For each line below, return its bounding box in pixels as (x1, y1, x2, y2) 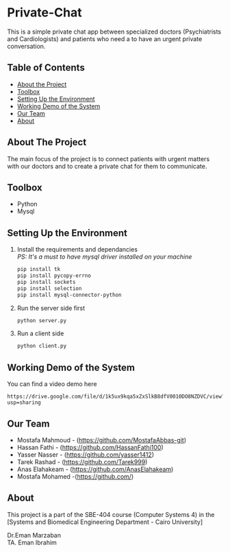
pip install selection (16, 285, 82, 292)
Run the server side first (16, 304, 86, 312)
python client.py (16, 343, 67, 350)
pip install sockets (16, 278, 76, 285)
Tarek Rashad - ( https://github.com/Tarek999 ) (16, 457, 148, 466)
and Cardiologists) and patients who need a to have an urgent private (7, 34, 203, 43)
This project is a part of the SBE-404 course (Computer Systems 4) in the (7, 510, 215, 518)
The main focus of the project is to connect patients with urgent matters (7, 154, 210, 163)
